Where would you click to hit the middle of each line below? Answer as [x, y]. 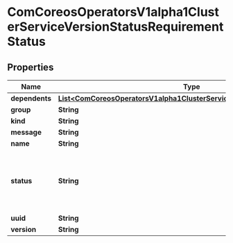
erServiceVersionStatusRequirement [115, 27]
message [26, 132]
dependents [31, 98]
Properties [31, 67]
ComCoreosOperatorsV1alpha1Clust [113, 12]
